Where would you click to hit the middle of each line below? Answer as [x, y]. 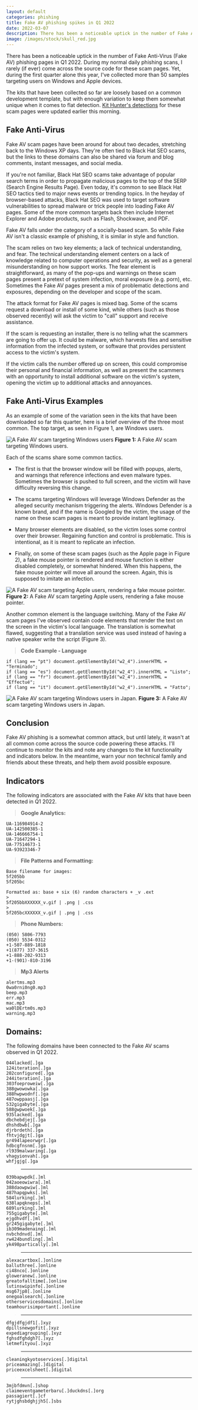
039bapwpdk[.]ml [26, 1178]
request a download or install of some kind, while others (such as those [93, 309]
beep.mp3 [17, 993]
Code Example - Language [54, 651]
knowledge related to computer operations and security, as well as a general [99, 260]
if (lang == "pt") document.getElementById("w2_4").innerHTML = [87, 661]
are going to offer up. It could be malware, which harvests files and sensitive [99, 339]
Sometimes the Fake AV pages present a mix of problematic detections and [98, 285]
